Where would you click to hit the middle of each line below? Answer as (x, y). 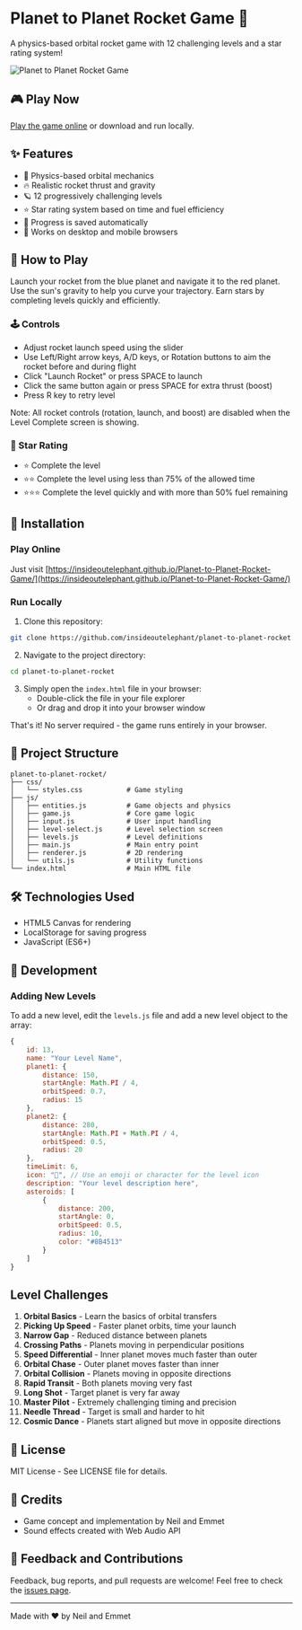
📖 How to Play (49, 260)
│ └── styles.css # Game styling (96, 789)
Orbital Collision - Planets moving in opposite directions (127, 1374)
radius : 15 (63, 1100)
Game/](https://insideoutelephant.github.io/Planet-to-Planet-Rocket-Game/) (151, 578)
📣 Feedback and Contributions (97, 1559)
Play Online (35, 550)
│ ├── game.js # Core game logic (103, 813)
